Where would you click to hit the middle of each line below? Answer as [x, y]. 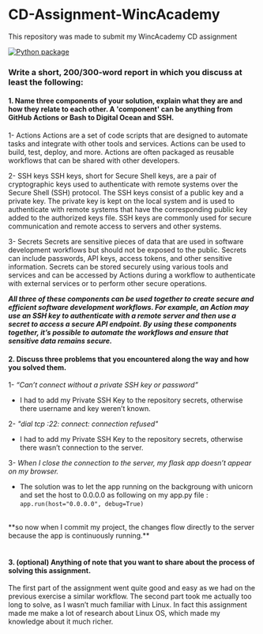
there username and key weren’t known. [85, 409]
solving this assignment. [50, 570]
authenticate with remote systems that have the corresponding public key [128, 209]
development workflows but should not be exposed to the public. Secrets [128, 250]
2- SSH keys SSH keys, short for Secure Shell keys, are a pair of [113, 176]
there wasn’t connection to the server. [81, 447]
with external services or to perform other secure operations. [108, 284]
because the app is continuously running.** [79, 536]
